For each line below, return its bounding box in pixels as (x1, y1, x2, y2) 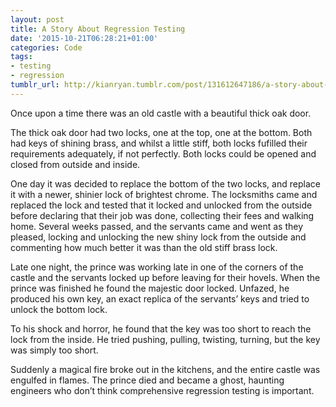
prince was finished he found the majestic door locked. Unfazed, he (10, 282, 290, 294)
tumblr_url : (10, 80, 60, 90)
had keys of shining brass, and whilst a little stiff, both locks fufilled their (10, 137, 308, 149)
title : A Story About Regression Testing (10, 24, 186, 34)
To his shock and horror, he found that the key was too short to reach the (10, 322, 312, 335)
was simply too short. (10, 344, 99, 356)
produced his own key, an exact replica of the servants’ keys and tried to (10, 292, 310, 305)
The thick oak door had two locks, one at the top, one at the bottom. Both (10, 126, 313, 138)
